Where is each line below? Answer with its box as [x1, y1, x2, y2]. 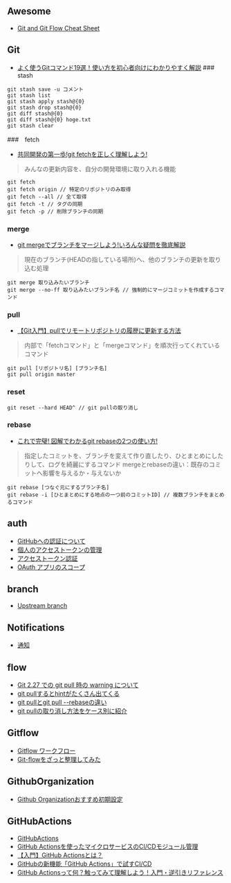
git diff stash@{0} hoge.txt [7, 116, 91, 123]
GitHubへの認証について [17, 536, 86, 545]
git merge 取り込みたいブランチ [7, 279, 90, 286]
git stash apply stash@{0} [7, 98, 85, 105]
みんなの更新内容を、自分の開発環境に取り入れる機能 [24, 164, 176, 173]
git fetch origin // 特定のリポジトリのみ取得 [7, 186, 131, 193]
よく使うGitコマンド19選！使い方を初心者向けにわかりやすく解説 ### [17, 63, 215, 71]
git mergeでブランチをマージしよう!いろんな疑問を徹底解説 [17, 241, 186, 249]
